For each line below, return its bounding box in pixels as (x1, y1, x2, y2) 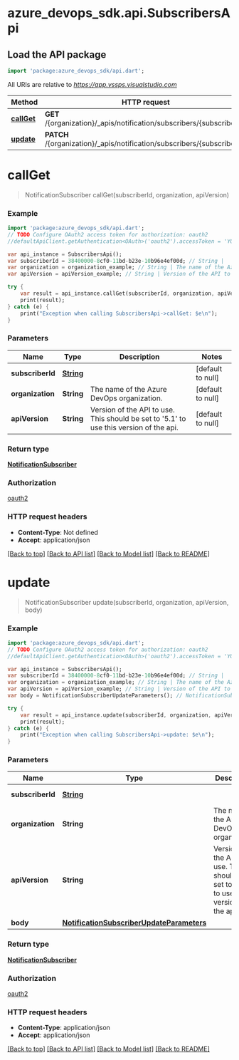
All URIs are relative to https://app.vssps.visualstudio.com (7, 80, 177, 88)
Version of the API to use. (90, 405, 176, 415)
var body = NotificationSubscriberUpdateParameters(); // (7, 692, 183, 700)
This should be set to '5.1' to (90, 413, 186, 423)
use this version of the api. (90, 422, 179, 432)
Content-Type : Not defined (17, 528, 98, 536)
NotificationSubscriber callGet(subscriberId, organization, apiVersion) (24, 190, 230, 199)
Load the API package (7, 48, 107, 61)
